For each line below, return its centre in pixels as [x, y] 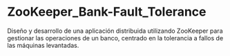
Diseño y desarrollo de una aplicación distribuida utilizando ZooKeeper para [115, 31]
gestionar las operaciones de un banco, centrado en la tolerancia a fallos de [115, 38]
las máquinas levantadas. [43, 45]
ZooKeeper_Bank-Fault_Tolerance [107, 12]
